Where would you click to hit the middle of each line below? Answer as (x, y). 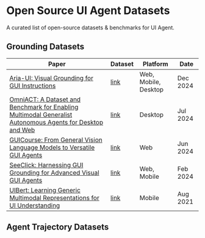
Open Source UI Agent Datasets (88, 11)
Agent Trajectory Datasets (58, 227)
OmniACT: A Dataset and (45, 99)
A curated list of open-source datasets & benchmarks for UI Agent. (91, 27)
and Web (22, 130)
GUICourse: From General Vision (56, 140)
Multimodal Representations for (54, 198)
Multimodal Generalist (41, 115)
